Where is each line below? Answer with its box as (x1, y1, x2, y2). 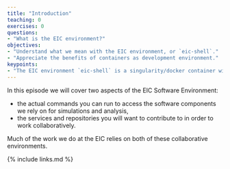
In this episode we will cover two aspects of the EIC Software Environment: (7, 86, 219, 94)
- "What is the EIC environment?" (7, 36, 106, 42)
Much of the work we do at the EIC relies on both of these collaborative (7, 134, 208, 142)
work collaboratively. (16, 121, 77, 129)
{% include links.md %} (7, 155, 74, 163)
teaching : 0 (7, 16, 41, 23)
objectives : (7, 42, 41, 49)
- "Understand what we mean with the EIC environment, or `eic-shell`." (7, 49, 219, 55)
